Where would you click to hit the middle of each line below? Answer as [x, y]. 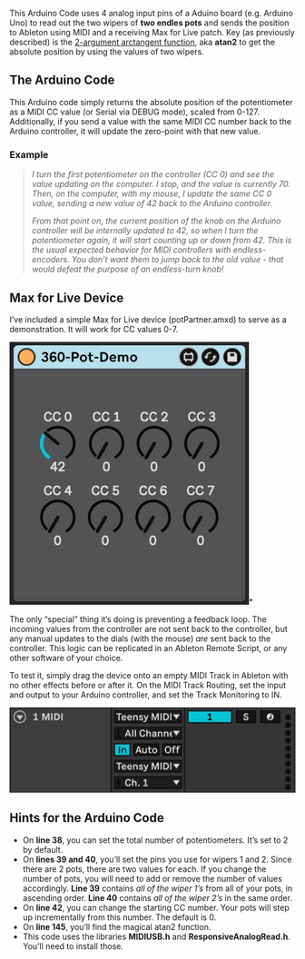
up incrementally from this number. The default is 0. [119, 917]
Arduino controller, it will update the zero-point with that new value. [135, 131]
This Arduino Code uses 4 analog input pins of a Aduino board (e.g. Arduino [151, 13]
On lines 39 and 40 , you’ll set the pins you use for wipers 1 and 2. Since [157, 859]
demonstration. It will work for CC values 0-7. [94, 329]
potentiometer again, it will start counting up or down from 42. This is [162, 241]
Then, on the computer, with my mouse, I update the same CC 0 [152, 193]
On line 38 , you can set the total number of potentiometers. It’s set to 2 [155, 840]
